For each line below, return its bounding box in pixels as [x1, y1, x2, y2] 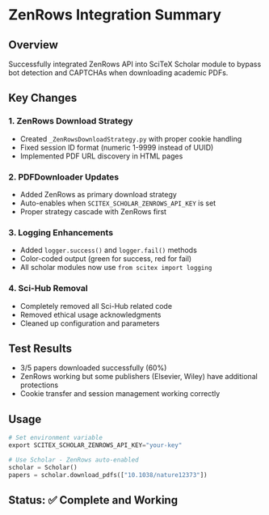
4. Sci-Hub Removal [8, 283, 88, 294]
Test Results [8, 341, 73, 355]
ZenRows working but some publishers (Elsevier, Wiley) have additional [19, 372, 258, 382]
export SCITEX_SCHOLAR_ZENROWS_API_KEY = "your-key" [8, 441, 183, 450]
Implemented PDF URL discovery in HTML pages [19, 151, 183, 161]
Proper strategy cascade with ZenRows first [19, 206, 167, 216]
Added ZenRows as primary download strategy [19, 189, 178, 199]
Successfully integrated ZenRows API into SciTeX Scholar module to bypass [8, 59, 262, 69]
